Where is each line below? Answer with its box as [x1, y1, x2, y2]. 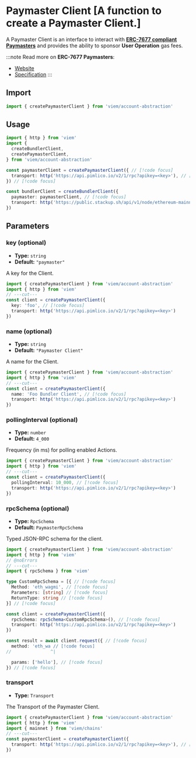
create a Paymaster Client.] [6, 16, 141, 30]
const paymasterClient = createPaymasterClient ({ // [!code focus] [6, 167, 174, 173]
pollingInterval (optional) [6, 416, 78, 424]
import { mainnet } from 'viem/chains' [6, 725, 103, 731]
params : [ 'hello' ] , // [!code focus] [11, 659, 103, 665]
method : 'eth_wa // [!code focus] [11, 643, 95, 649]
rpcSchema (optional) [6, 504, 69, 513]
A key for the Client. [6, 269, 54, 276]
